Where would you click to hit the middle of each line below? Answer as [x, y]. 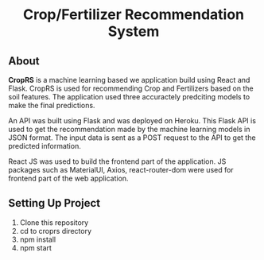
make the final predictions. [52, 105]
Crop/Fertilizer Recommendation [134, 15]
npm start [35, 247]
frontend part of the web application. [68, 178]
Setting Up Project [54, 203]
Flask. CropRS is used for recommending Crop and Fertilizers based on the [131, 88]
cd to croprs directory [56, 231]
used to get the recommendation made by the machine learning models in [129, 129]
